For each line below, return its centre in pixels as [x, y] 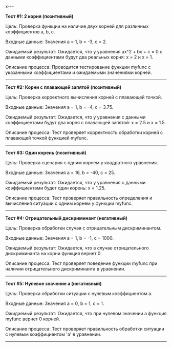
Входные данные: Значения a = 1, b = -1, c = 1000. [60, 238]
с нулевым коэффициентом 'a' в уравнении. [53, 334]
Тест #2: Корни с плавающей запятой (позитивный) [63, 87]
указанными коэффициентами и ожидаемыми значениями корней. [79, 72]
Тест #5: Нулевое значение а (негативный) [53, 284]
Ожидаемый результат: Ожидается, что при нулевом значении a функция [86, 313]
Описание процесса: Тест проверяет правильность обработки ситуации [85, 329]
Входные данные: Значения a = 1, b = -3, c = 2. [56, 42]
